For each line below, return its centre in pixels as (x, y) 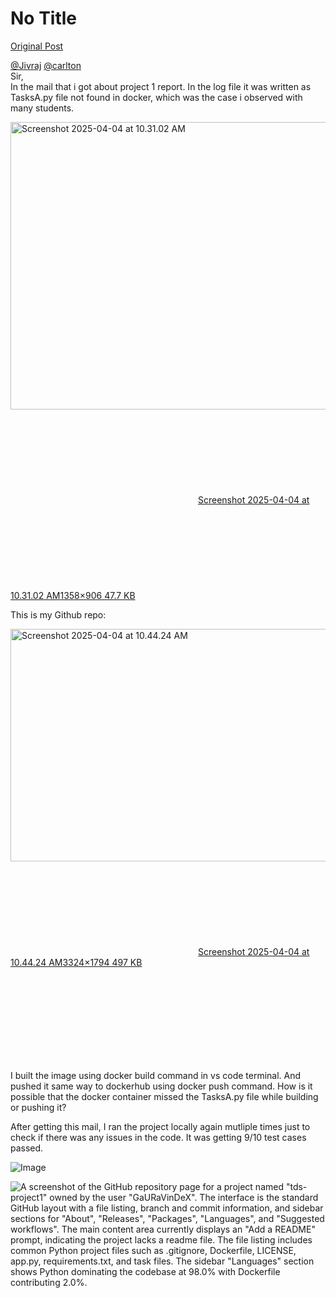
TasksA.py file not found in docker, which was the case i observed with (156, 97)
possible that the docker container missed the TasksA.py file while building (164, 1096)
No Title (44, 18)
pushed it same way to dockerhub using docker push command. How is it (161, 1086)
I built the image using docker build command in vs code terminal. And (156, 1075)
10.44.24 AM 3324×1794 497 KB (76, 962)
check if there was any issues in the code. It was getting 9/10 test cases (158, 1137)
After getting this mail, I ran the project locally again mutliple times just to (160, 1126)
